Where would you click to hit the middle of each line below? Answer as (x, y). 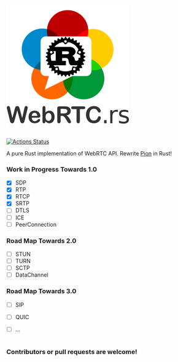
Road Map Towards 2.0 (41, 240)
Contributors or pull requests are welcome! (72, 352)
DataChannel (32, 275)
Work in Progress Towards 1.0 (52, 169)
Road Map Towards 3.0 (41, 291)
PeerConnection (36, 224)
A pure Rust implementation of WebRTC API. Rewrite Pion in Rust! (89, 153)
